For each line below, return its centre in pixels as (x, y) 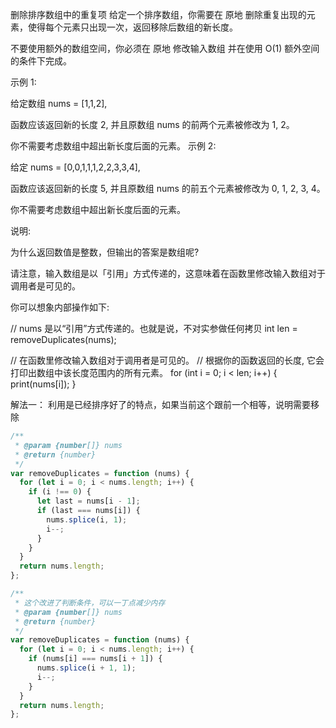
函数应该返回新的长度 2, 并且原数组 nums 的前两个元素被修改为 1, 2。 (152, 124)
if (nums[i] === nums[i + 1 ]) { (95, 659)
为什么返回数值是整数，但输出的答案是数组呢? (105, 252)
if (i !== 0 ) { (60, 492)
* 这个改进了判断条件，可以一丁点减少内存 (90, 603)
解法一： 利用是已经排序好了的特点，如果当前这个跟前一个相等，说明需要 (160, 404)
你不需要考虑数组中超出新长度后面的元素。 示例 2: (113, 146)
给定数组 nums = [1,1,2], (59, 103)
